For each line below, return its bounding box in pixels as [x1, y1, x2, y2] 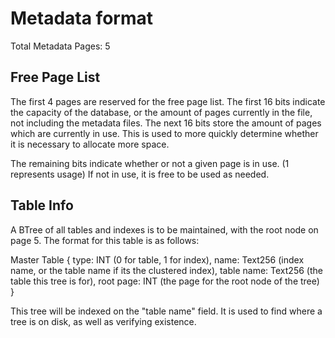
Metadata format [10, 7, 153, 30]
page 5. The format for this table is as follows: [10, 234, 200, 246]
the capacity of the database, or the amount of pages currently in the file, [10, 106, 313, 118]
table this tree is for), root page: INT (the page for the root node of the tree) [10, 275, 320, 287]
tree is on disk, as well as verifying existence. [10, 315, 197, 327]
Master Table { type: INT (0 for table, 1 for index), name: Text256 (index [10, 253, 305, 266]
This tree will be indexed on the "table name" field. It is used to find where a [10, 305, 323, 317]
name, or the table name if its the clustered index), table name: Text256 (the [10, 264, 323, 276]
